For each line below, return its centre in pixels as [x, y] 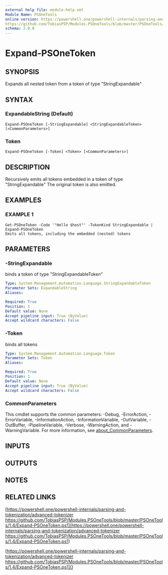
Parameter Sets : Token [29, 358]
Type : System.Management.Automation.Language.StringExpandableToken [78, 283]
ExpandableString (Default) [39, 114]
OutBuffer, [16, 425]
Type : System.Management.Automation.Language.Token [60, 353]
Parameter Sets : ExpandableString [41, 288]
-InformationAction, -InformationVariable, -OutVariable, [91, 419]
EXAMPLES [23, 200]
